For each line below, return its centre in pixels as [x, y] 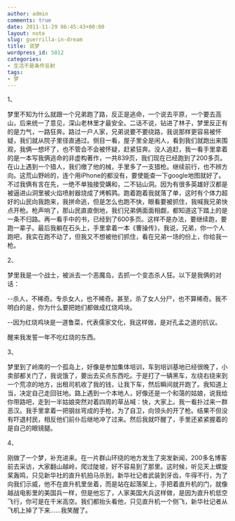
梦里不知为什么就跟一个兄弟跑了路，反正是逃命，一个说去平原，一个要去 [111, 114]
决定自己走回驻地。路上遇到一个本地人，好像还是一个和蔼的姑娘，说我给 [123, 393]
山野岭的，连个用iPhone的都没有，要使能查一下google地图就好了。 [128, 176]
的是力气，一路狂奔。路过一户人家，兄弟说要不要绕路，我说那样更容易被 [111, 132]
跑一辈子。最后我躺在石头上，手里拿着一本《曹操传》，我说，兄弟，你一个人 [116, 228]
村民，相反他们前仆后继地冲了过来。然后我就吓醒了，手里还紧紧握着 [123, 420]
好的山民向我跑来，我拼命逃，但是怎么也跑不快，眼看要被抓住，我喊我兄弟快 [117, 202]
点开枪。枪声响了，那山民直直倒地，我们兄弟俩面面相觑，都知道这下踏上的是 [117, 210]
